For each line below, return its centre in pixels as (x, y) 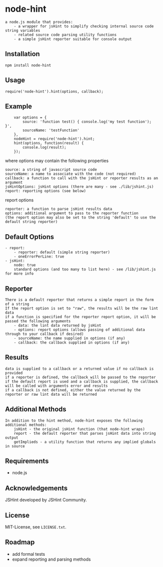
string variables (23, 30)
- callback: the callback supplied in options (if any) (72, 343)
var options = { (31, 118)
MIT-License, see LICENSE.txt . (36, 527)
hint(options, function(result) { (49, 143)
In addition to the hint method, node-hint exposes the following (74, 421)
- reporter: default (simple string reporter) (62, 252)
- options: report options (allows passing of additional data (80, 330)
